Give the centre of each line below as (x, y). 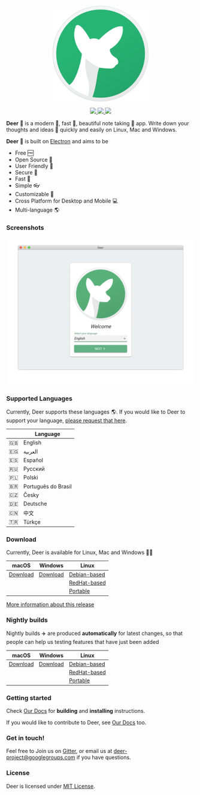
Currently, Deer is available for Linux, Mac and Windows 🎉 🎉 (80, 552)
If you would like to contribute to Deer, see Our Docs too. (76, 722)
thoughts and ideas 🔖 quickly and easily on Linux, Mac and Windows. (92, 130)
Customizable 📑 (34, 194)
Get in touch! (25, 738)
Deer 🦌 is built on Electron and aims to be (57, 141)
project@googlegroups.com (41, 757)
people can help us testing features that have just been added (83, 642)
